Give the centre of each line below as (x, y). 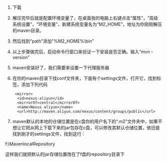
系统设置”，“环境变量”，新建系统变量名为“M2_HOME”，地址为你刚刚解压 (87, 24)
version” (21, 57)
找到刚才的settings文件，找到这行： (49, 134)
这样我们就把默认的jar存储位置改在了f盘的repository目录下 (65, 154)
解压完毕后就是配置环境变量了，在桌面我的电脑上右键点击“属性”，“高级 (85, 18)
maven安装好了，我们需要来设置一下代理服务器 (61, 67)
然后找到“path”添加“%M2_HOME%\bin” (53, 41)
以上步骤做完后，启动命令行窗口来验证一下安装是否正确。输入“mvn (81, 52)
